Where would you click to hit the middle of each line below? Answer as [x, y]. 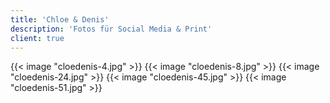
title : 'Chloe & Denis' [60, 19]
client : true [37, 38]
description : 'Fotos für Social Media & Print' [111, 29]
